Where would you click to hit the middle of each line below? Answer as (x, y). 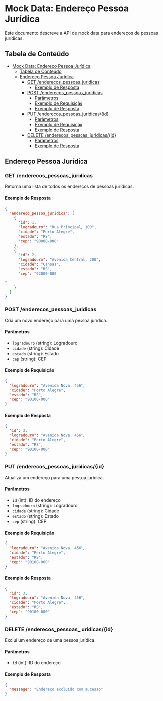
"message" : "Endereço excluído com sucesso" (56, 689)
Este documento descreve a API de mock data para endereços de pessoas (81, 33)
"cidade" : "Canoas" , (40, 265)
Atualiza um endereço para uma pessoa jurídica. (55, 477)
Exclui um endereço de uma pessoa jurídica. (50, 640)
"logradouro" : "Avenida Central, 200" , (59, 260)
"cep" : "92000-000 (37, 274)
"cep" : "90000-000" (38, 241)
